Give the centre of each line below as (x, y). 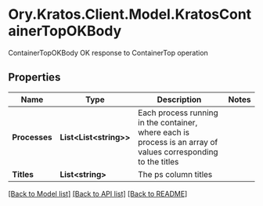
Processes (32, 137)
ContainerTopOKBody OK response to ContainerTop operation (108, 52)
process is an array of (178, 142)
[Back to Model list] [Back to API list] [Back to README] (98, 193)
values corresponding (178, 152)
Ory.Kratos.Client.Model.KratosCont (130, 14)
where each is (164, 132)
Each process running (178, 113)
